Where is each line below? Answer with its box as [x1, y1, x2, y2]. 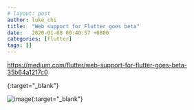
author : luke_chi [7, 16, 57, 23]
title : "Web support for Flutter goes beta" [7, 23, 140, 30]
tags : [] [7, 42, 32, 49]
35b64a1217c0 [7, 68, 48, 76]
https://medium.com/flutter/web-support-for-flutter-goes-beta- [7, 61, 188, 69]
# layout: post [7, 10, 51, 17]
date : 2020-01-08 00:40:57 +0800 [7, 29, 109, 36]
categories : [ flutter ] [7, 36, 72, 43]
